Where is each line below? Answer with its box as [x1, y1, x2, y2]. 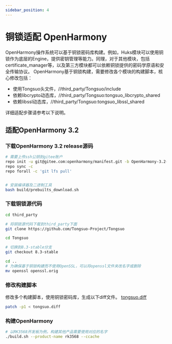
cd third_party [5, 212, 38, 217]
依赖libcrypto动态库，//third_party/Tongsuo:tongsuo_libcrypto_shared [12, 92, 160, 98]
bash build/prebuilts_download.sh [5, 187, 79, 192]
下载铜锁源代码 [5, 200, 42, 208]
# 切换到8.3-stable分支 [5, 245, 52, 250]
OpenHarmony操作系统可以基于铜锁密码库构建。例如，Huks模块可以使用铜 [5, 49, 164, 55]
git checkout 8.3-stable [5, 250, 58, 255]
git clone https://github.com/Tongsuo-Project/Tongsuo [5, 226, 125, 231]
